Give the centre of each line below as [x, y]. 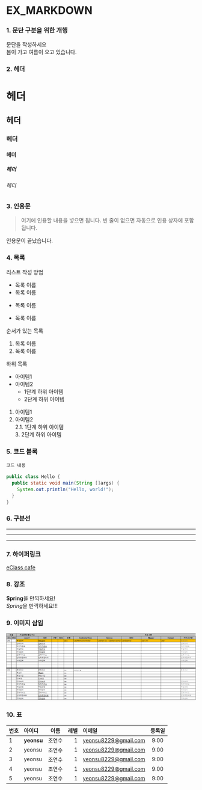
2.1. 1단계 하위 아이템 [39, 427]
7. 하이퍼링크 [23, 554]
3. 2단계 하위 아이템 [38, 434]
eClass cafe [21, 568]
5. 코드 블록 [22, 452]
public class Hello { [33, 477]
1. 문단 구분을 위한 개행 [37, 31]
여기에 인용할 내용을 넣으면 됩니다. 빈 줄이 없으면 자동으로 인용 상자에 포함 [107, 221]
